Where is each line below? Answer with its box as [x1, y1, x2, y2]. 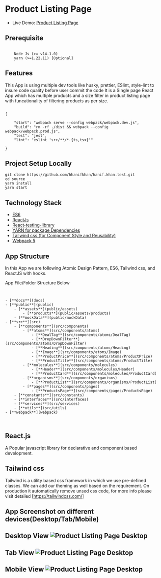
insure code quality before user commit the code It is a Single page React [5, 87, 154, 93]
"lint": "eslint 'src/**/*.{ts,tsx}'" [14, 137, 93, 142]
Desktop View [5, 532, 49, 540]
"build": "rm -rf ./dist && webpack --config [14, 124, 109, 129]
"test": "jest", [14, 133, 48, 138]
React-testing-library [12, 222, 55, 228]
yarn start [5, 185, 27, 190]
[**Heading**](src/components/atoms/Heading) [36, 345, 131, 350]
